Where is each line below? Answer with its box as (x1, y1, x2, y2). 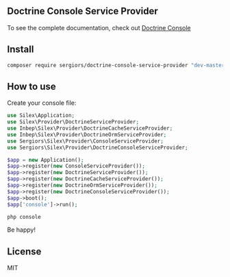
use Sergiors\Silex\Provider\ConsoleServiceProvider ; (7, 137, 164, 145)
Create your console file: (7, 99, 77, 107)
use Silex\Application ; (7, 112, 75, 119)
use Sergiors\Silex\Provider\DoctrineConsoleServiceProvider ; (7, 144, 188, 151)
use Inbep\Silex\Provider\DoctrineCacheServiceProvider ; (7, 125, 173, 132)
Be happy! (7, 226, 36, 234)
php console (7, 213, 41, 220)
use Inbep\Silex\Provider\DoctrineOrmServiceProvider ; (7, 131, 167, 138)
